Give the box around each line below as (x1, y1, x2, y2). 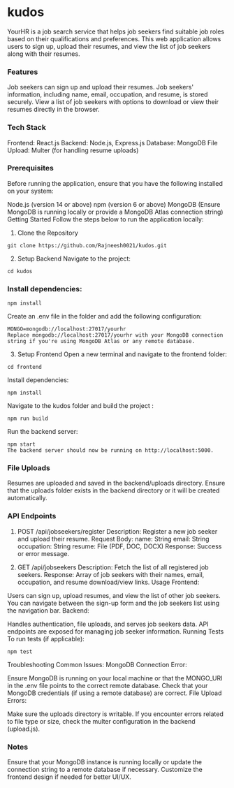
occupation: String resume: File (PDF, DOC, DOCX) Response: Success (17, 542, 222, 550)
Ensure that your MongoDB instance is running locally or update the (7, 758, 203, 766)
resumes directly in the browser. (7, 105, 100, 114)
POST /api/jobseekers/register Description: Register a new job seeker (17, 527, 218, 535)
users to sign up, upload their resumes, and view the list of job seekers (7, 42, 211, 50)
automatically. (7, 494, 47, 502)
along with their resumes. (7, 50, 80, 58)
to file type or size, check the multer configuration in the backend (7, 717, 196, 725)
